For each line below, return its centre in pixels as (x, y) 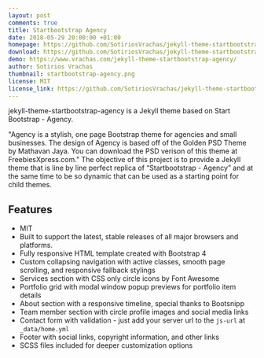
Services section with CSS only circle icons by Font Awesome (119, 279)
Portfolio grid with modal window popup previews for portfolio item (128, 287)
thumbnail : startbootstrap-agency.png (71, 74)
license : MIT (29, 81)
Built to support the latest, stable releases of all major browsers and (129, 237)
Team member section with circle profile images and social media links (134, 312)
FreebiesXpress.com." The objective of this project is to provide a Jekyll (125, 160)
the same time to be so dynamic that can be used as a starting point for (124, 176)
